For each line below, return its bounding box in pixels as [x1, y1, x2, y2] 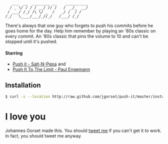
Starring [5, 50, 23, 56]
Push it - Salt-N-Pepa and [12, 61, 66, 67]
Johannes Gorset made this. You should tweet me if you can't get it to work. [5, 127, 162, 133]
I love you [5, 111, 46, 122]
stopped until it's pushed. [5, 38, 57, 44]
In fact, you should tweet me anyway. [5, 132, 82, 138]
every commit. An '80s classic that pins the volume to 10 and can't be [5, 33, 148, 39]
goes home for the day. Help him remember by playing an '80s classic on [5, 28, 156, 33]
